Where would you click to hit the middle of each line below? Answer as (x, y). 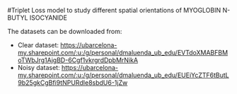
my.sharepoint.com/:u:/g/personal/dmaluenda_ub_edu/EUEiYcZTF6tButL (123, 75)
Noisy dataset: (39, 67)
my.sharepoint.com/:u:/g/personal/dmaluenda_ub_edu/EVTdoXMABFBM (123, 53)
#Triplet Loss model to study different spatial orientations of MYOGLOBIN (114, 10)
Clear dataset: (38, 45)
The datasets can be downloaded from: (65, 31)
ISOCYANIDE (48, 18)
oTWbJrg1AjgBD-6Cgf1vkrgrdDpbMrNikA (78, 60)
